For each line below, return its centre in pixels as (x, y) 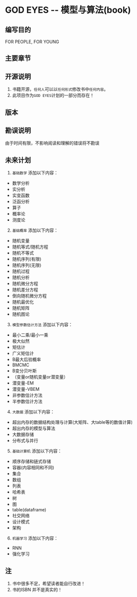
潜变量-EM (23, 383)
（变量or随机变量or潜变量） (40, 377)
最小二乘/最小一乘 (30, 335)
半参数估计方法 (27, 402)
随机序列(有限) (27, 259)
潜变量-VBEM (26, 389)
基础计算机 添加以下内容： (37, 451)
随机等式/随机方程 (30, 247)
